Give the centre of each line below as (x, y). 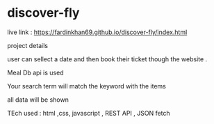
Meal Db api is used (35, 72)
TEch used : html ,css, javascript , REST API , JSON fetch (89, 113)
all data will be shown (38, 100)
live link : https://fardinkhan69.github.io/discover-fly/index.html (97, 32)
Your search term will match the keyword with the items (87, 86)
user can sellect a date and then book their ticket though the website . (107, 59)
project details (28, 45)
